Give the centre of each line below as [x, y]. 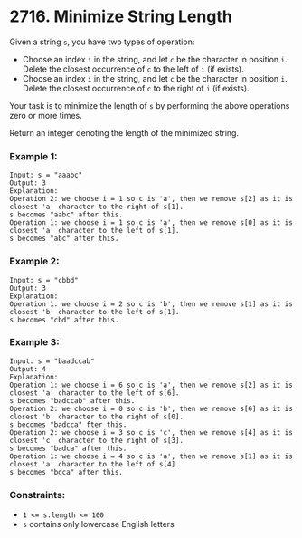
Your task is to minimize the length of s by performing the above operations [150, 105]
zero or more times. [46, 115]
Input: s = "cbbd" [44, 280]
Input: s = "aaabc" [46, 175]
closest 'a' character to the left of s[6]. [94, 393]
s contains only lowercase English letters [98, 524]
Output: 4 [28, 369]
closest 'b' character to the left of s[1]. [94, 312]
